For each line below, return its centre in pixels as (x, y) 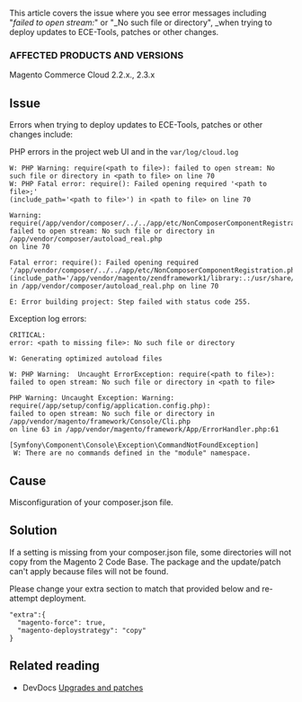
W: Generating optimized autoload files (86, 359)
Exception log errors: (48, 319)
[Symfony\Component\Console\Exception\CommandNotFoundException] (134, 445)
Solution (33, 531)
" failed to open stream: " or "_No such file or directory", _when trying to (141, 22)
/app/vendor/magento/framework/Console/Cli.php (100, 422)
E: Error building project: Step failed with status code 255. (130, 302)
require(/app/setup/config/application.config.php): (110, 406)
